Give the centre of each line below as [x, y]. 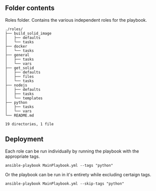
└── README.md [20, 115]
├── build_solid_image [28, 33]
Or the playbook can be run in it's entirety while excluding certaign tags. [78, 174]
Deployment [24, 139]
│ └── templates [24, 98]
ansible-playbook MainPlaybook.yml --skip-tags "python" [65, 184]
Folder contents [30, 8]
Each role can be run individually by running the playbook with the [72, 151]
